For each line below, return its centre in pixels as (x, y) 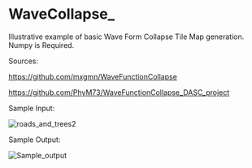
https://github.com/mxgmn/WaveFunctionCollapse (93, 76)
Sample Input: (32, 108)
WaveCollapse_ (62, 14)
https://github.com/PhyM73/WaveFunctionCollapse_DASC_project (119, 92)
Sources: (24, 61)
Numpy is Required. (41, 45)
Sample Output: (35, 140)
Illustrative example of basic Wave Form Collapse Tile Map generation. (126, 37)
